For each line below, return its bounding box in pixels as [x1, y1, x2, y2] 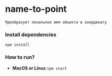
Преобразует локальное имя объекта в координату [5, 20, 107, 25]
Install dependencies [5, 31, 57, 38]
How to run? [5, 54, 35, 61]
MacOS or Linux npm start [12, 65, 67, 71]
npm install [5, 42, 30, 47]
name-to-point [5, 3, 67, 15]
